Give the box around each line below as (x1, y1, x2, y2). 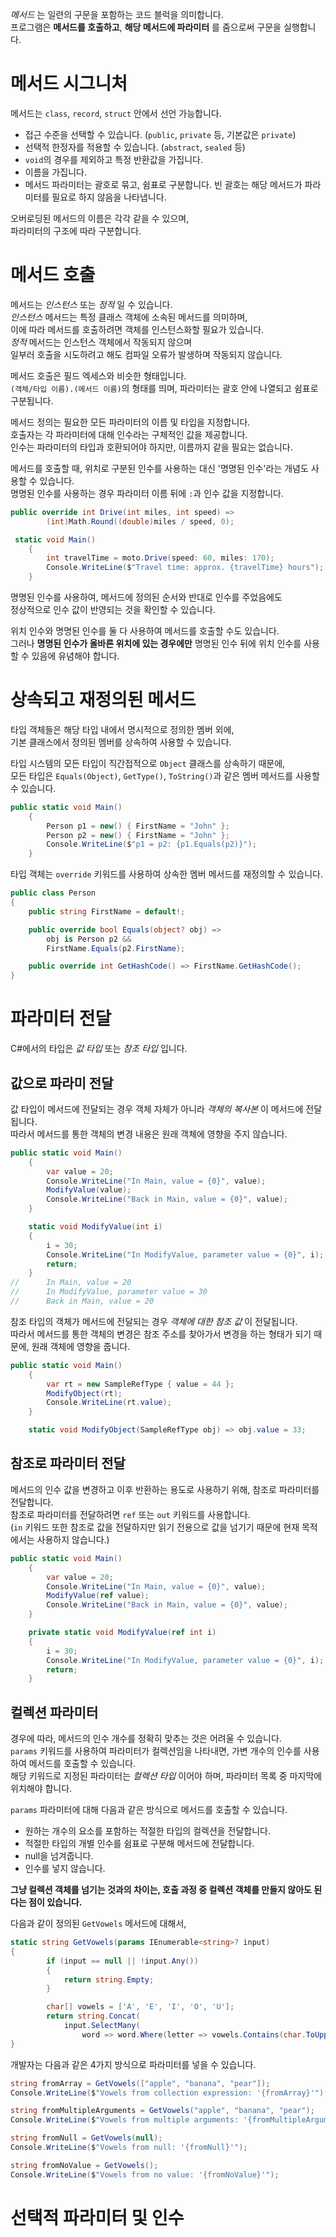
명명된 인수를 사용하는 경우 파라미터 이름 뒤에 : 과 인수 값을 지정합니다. (10, 487, 284, 499)
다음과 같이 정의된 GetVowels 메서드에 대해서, (10, 1918, 187, 1930)
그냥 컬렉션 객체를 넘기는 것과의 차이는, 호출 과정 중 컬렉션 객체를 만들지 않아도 (10, 1884, 312, 1896)
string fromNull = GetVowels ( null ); (10, 2133, 163, 2143)
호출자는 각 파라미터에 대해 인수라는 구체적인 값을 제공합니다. (10, 428, 248, 440)
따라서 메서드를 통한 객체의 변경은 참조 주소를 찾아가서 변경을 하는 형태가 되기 (10, 1328, 312, 1340)
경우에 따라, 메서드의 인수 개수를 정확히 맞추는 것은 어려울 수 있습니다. (10, 1733, 282, 1745)
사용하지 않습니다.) (36, 1533, 110, 1545)
